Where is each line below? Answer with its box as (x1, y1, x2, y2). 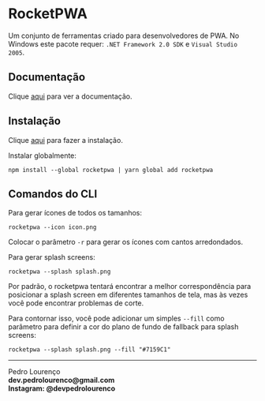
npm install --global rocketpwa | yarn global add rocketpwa (8, 166, 214, 174)
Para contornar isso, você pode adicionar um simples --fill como (8, 313, 225, 324)
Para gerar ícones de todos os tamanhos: (8, 208, 143, 218)
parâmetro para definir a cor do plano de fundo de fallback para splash (8, 322, 239, 332)
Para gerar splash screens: (8, 253, 96, 262)
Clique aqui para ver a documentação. (8, 92, 132, 101)
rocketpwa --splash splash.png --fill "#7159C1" (8, 346, 171, 354)
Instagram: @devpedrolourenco (8, 384, 116, 393)
